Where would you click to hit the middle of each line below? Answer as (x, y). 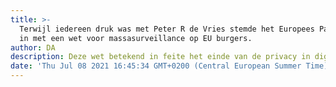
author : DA (33, 47)
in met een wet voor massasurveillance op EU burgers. (136, 38)
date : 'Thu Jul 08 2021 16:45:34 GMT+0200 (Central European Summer (156, 66)
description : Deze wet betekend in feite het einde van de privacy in (160, 57)
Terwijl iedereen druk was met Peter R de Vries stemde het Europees (167, 29)
